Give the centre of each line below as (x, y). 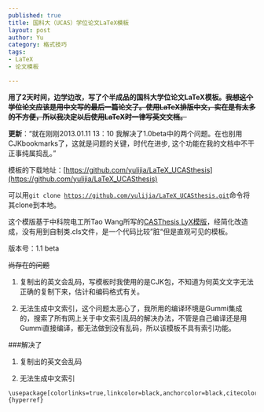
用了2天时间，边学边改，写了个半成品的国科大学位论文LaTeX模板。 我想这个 (131, 97)
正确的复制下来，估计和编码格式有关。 (81, 291)
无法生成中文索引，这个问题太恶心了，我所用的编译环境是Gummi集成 (131, 308)
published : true (35, 15)
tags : (17, 52)
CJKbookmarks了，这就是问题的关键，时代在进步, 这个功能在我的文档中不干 (132, 143)
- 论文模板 (24, 67)
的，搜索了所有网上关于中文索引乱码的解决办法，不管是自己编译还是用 (133, 318)
